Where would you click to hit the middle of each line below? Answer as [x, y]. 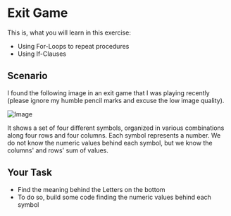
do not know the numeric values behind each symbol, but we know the [110, 143]
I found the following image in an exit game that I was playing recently [108, 92]
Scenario [27, 76]
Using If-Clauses [42, 54]
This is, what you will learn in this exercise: [69, 32]
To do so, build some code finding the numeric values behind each [114, 197]
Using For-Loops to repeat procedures [73, 46]
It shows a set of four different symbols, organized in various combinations [116, 128]
